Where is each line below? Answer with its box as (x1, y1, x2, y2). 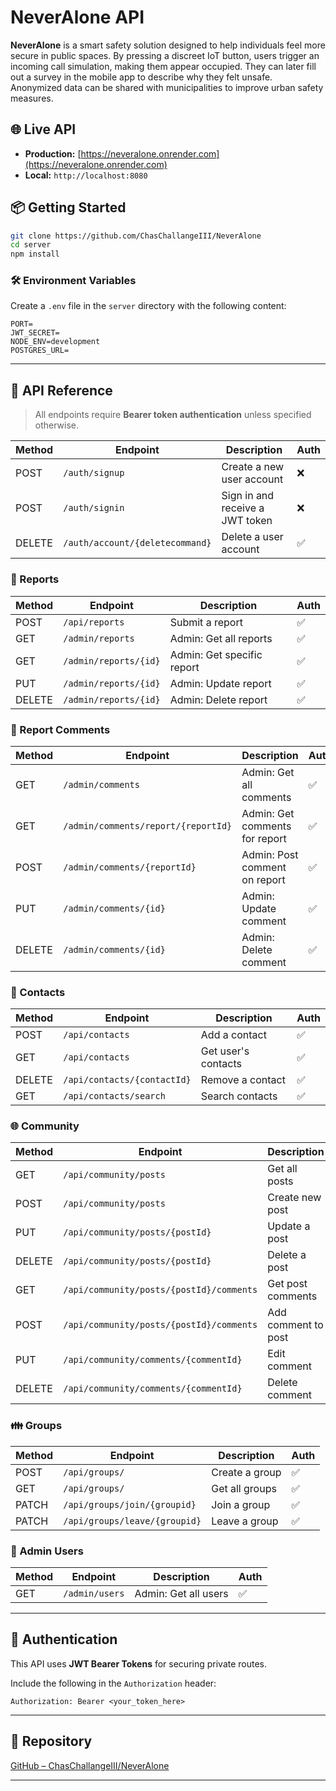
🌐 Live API (10, 121, 77, 138)
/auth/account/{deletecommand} (63, 537, 212, 549)
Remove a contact (200, 1073, 286, 1087)
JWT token (221, 514, 273, 528)
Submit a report (169, 615, 243, 629)
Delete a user (221, 530, 284, 544)
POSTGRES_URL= (10, 346, 70, 356)
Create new (267, 1191, 322, 1205)
